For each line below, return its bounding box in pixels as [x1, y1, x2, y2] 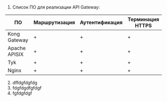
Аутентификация [80, 19, 123, 26]
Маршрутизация [33, 19, 76, 26]
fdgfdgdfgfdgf [12, 85, 42, 91]
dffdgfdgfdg [12, 80, 37, 86]
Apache [7, 45, 26, 51]
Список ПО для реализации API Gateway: [12, 4, 100, 10]
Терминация [127, 16, 160, 23]
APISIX [7, 51, 24, 57]
